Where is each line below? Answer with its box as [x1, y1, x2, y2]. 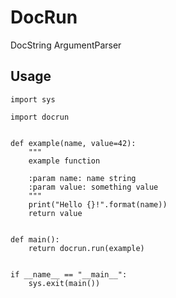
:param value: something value [28, 182, 159, 192]
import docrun [10, 112, 70, 122]
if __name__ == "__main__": [10, 269, 128, 280]
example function [28, 156, 101, 166]
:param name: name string [28, 173, 137, 183]
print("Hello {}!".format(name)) [28, 199, 168, 210]
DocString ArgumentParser [10, 39, 122, 51]
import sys [10, 94, 56, 105]
